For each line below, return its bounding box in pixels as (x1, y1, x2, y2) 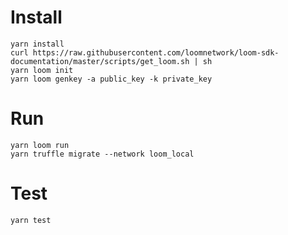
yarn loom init (10, 65, 74, 75)
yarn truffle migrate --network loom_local (10, 149, 195, 159)
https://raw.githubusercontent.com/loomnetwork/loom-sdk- (32, 47, 280, 58)
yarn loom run (10, 140, 70, 150)
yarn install (10, 39, 65, 49)
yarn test (10, 215, 52, 225)
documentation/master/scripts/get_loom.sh (10, 56, 190, 66)
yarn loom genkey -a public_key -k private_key (10, 74, 213, 84)
